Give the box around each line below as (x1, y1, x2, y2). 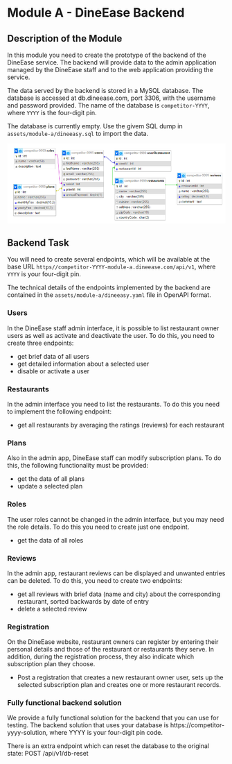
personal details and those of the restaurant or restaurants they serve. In (7, 645, 215, 654)
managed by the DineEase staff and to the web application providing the (7, 66, 213, 74)
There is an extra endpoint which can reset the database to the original (7, 742, 210, 750)
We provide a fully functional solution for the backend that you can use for (7, 713, 220, 722)
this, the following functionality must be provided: (7, 461, 149, 470)
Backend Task (7, 237, 69, 248)
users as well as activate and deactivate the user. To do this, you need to (7, 331, 215, 339)
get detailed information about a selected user (17, 359, 150, 368)
